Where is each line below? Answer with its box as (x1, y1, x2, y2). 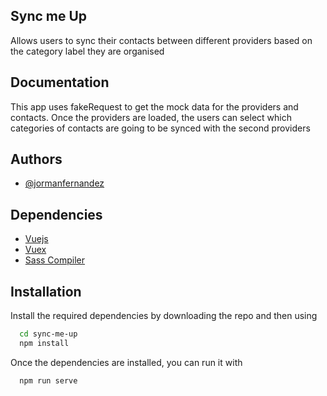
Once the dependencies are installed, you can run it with (10, 356, 243, 368)
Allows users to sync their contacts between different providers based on (10, 34, 313, 46)
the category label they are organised (10, 45, 165, 57)
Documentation (10, 74, 110, 91)
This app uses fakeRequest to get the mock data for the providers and (10, 100, 299, 113)
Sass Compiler (24, 254, 86, 266)
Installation (10, 283, 82, 300)
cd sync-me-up (19, 329, 78, 339)
